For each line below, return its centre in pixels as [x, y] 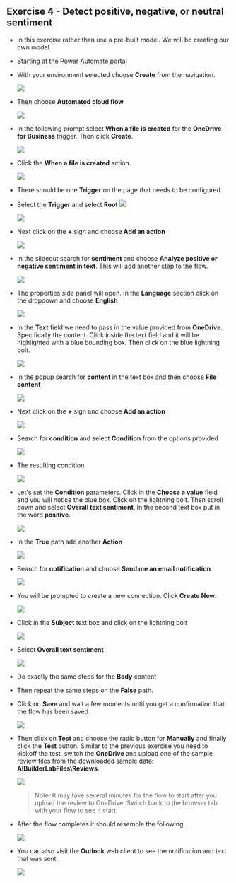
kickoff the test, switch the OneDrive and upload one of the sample [115, 753]
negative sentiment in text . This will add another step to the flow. [112, 266]
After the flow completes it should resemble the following [100, 824]
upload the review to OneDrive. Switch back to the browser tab [126, 802]
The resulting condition [51, 465]
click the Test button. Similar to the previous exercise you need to [112, 746]
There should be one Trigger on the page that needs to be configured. [119, 189]
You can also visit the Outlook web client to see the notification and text [122, 850]
